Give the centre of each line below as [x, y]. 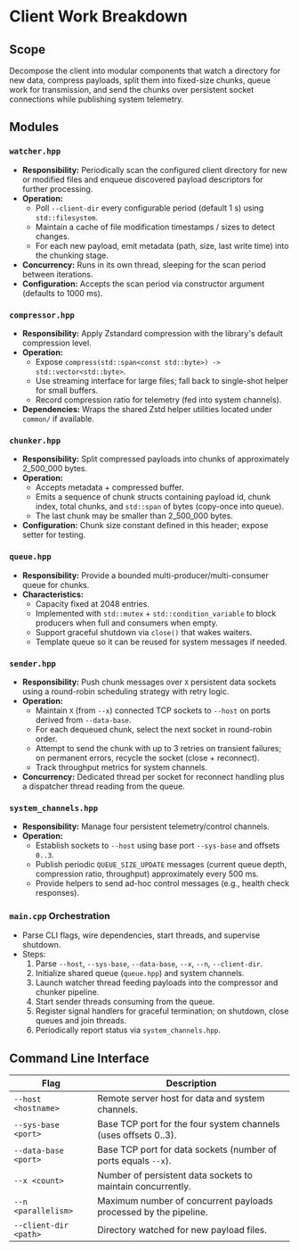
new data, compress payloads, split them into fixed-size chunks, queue [140, 80]
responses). [57, 893]
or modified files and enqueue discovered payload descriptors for [143, 179]
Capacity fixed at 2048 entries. [92, 603]
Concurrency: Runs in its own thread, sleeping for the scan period [144, 264]
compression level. [57, 343]
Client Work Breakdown [99, 17]
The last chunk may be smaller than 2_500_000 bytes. [134, 516]
